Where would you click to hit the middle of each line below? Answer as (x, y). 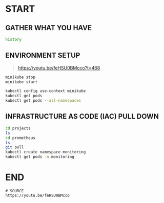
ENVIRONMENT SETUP (43, 55)
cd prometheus (20, 138)
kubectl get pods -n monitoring (40, 157)
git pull (15, 147)
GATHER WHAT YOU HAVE (49, 28)
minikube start (22, 82)
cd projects (18, 128)
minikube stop (20, 77)
